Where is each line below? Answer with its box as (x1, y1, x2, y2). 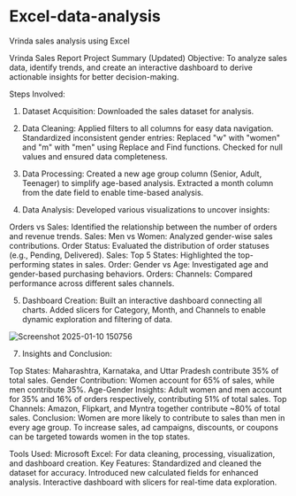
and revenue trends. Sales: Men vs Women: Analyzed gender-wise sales (9, 230, 273, 241)
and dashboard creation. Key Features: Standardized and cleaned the (9, 458, 262, 469)
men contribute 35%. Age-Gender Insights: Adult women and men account (9, 384, 283, 395)
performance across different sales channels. (9, 277, 175, 289)
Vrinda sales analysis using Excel (9, 35, 130, 46)
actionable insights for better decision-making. (9, 71, 179, 81)
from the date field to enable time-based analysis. (21, 187, 204, 198)
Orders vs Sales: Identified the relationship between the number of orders (9, 221, 277, 232)
